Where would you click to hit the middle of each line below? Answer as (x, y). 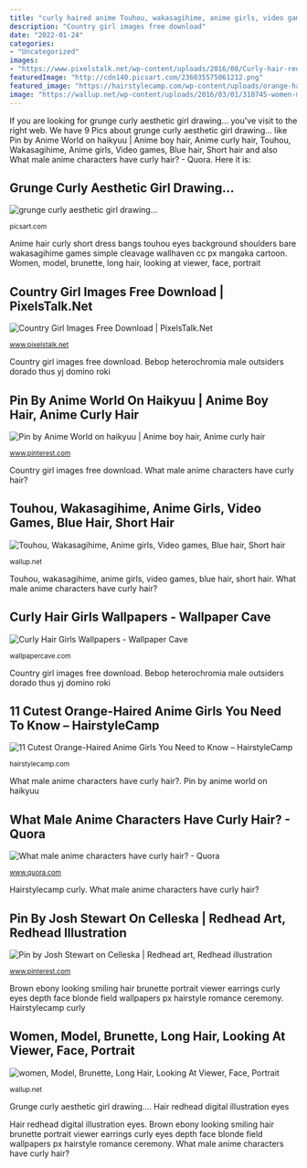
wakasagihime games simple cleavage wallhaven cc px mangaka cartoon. (148, 253)
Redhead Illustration (69, 933)
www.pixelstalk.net (39, 345)
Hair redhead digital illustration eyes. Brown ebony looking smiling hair (142, 1124)
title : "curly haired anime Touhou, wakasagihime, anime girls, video (147, 18)
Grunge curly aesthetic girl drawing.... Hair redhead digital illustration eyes (149, 1106)
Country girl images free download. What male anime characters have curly (152, 470)
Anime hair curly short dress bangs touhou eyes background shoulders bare (153, 244)
